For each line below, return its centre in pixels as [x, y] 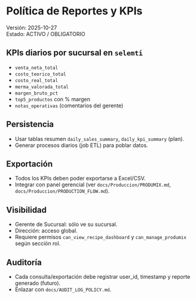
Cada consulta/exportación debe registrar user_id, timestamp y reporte [102, 277]
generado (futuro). [38, 283]
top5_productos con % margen [53, 99]
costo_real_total [36, 80]
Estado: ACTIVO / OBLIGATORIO [46, 34]
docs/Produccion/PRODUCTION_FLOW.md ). [62, 191]
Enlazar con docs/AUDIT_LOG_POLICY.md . [63, 289]
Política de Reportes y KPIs [74, 11]
